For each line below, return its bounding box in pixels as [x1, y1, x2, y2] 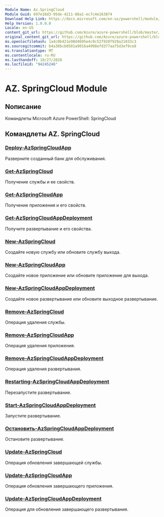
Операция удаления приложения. [5, 343, 75, 349]
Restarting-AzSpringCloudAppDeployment [5, 378, 109, 385]
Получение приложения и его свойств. [5, 202, 86, 208]
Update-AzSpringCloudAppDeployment [5, 495, 102, 502]
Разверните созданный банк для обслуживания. [5, 155, 106, 161]
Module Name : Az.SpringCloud [5, 7, 64, 12]
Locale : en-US [5, 26, 34, 30]
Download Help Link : [5, 16, 47, 21]
